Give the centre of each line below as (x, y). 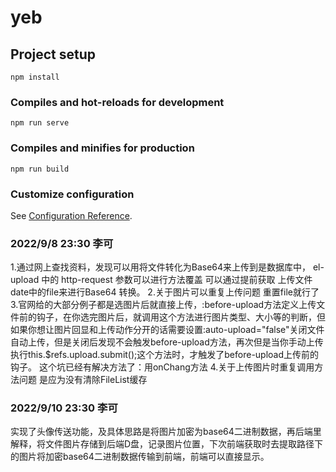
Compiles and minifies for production (102, 148)
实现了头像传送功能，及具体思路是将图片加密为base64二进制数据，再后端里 (166, 432)
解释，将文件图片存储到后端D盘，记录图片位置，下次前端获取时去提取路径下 (167, 444)
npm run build (40, 169)
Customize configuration (72, 194)
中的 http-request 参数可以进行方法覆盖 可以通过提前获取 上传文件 (177, 280)
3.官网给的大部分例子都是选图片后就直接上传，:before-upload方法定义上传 (163, 305)
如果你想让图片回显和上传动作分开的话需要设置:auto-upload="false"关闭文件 (167, 330)
